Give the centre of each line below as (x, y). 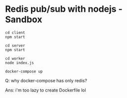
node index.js (20, 63)
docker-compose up (24, 71)
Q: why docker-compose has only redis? (46, 80)
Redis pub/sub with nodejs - (64, 9)
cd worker (15, 58)
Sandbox (24, 19)
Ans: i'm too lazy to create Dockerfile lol (46, 90)
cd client (15, 33)
